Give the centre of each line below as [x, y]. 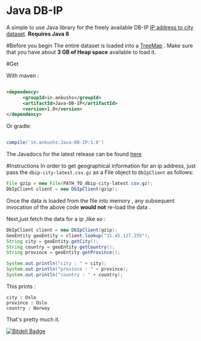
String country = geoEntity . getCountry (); [61, 247]
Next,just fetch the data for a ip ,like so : [56, 218]
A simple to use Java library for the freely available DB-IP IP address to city [100, 27]
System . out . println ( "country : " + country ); [64, 275]
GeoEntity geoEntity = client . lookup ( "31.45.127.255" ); [78, 235]
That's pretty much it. [33, 319]
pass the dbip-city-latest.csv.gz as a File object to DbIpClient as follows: [100, 172]
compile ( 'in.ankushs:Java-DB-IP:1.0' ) [55, 143]
